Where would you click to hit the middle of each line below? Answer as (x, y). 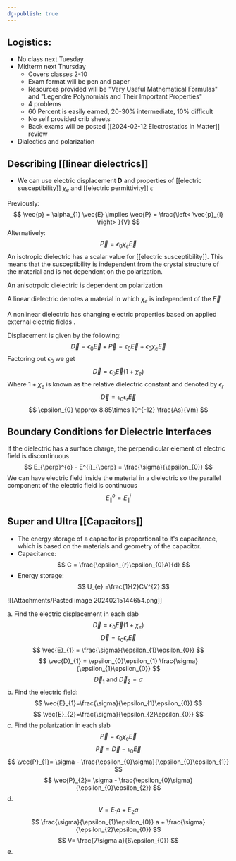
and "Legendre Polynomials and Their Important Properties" (115, 96)
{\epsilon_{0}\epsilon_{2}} (113, 787)
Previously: (24, 203)
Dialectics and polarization (56, 142)
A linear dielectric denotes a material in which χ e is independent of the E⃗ (114, 300)
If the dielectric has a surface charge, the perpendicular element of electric (116, 448)
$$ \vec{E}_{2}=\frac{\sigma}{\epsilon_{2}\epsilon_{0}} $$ (118, 715)
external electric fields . (42, 322)
